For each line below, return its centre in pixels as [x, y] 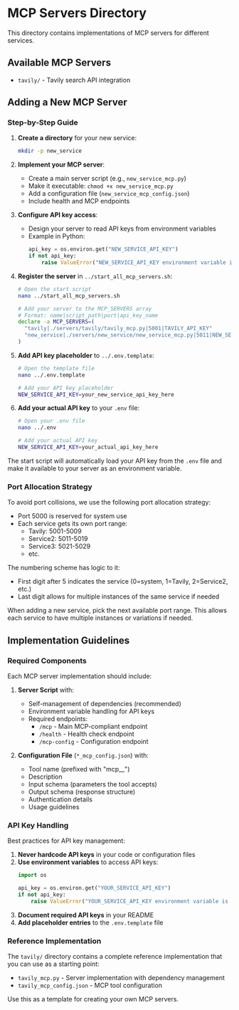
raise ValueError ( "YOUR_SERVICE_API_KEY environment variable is [130, 901]
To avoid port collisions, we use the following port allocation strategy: [109, 503]
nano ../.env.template [51, 375]
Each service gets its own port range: [73, 524]
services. [21, 40]
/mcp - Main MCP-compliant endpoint [93, 726]
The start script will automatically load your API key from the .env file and [115, 461]
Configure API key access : [58, 215]
